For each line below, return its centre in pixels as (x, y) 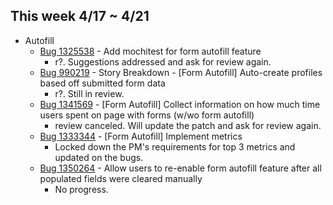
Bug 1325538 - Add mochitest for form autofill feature (150, 51)
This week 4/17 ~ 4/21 (80, 16)
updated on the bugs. (99, 157)
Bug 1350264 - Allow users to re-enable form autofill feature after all (180, 168)
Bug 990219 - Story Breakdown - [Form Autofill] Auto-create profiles (181, 72)
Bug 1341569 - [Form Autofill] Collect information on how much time (180, 104)
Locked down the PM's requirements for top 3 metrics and (175, 146)
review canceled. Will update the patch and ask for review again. (188, 125)
